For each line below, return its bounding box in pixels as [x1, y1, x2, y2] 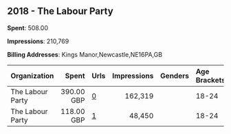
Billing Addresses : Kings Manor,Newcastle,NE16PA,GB [7, 50, 163, 58]
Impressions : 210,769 [7, 37, 69, 45]
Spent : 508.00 [7, 23, 48, 32]
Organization [10, 71, 54, 80]
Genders [160, 71, 189, 80]
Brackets [195, 75, 225, 85]
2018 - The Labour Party [7, 5, 113, 17]
